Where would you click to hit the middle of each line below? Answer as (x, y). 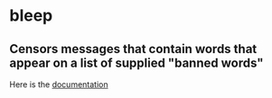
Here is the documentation (59, 85)
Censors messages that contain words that (133, 49)
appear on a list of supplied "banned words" (136, 62)
